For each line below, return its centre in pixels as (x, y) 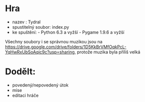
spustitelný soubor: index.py (41, 27)
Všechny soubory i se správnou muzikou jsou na (54, 41)
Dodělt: (20, 72)
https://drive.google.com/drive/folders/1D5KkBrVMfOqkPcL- (66, 47)
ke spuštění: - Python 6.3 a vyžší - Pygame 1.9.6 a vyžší (68, 32)
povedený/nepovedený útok (40, 85)
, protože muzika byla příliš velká (107, 52)
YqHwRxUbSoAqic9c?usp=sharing (40, 52)
